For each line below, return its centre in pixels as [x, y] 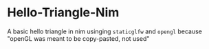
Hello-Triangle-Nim [63, 13]
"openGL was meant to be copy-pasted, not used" [78, 38]
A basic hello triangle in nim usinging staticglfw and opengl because [105, 31]
